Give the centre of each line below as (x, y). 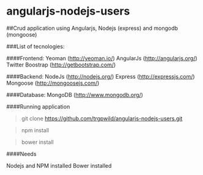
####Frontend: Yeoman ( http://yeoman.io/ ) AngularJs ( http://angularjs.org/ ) (102, 58)
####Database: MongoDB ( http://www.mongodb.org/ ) (75, 95)
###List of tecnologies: (35, 46)
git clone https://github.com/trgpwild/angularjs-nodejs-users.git (102, 118)
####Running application (38, 106)
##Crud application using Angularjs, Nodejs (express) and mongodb (92, 28)
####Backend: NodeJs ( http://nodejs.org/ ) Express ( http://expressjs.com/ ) (101, 76)
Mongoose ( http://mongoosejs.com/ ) (53, 83)
